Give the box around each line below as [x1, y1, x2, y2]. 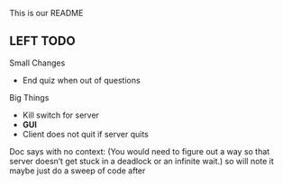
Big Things [9, 92, 50, 102]
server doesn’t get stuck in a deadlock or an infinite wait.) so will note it [9, 155, 275, 166]
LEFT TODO [9, 33, 76, 48]
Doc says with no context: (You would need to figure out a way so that [9, 145, 270, 156]
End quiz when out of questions [22, 75, 141, 85]
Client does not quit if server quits [22, 128, 149, 139]
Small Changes [9, 57, 66, 68]
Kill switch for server [22, 110, 99, 120]
